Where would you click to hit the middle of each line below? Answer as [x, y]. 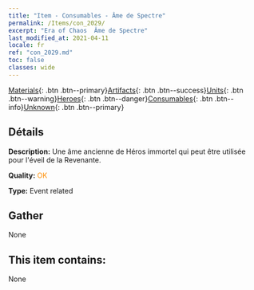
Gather [26, 216]
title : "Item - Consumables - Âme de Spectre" [87, 16]
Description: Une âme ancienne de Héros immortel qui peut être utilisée [127, 151]
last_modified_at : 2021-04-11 [59, 38]
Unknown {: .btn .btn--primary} [74, 107]
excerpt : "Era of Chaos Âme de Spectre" [78, 30]
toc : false [26, 61]
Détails [26, 132]
